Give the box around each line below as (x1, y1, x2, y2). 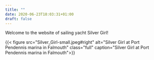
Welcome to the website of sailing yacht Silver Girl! (5, 30, 109, 36)
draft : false (5, 16, 32, 21)
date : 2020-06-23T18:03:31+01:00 (5, 12, 74, 17)
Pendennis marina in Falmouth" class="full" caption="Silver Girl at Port (5, 45, 149, 51)
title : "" (5, 7, 26, 12)
